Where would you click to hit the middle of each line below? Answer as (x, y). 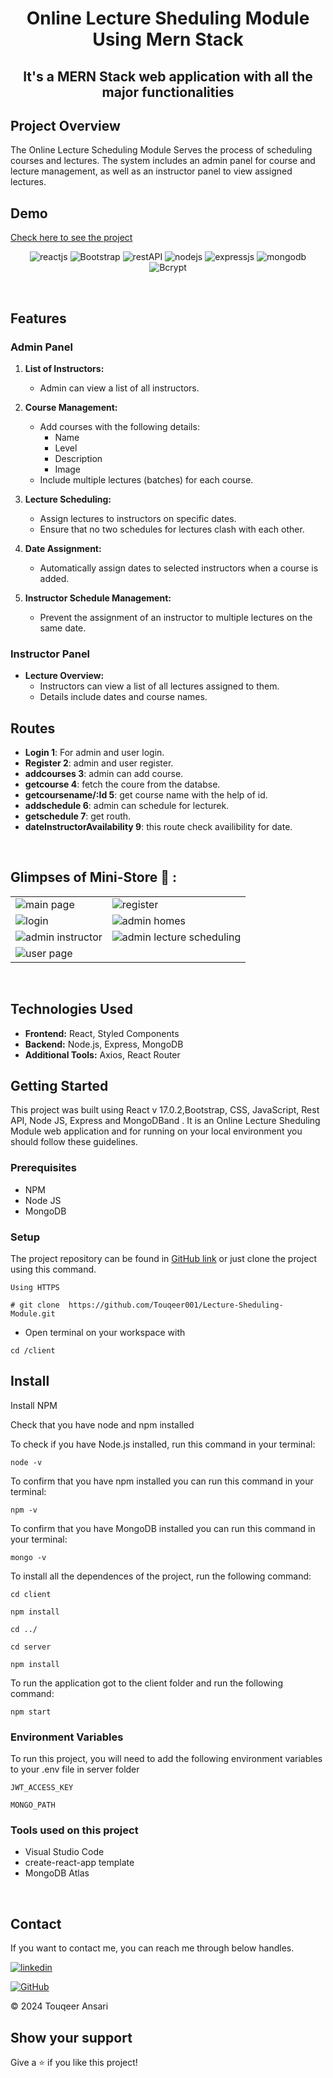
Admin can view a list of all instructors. (119, 388)
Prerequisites (43, 1168)
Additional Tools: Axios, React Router (102, 1054)
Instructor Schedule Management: (98, 598)
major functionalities (168, 92)
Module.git (33, 1314)
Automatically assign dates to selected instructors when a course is (179, 568)
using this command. (53, 1269)
